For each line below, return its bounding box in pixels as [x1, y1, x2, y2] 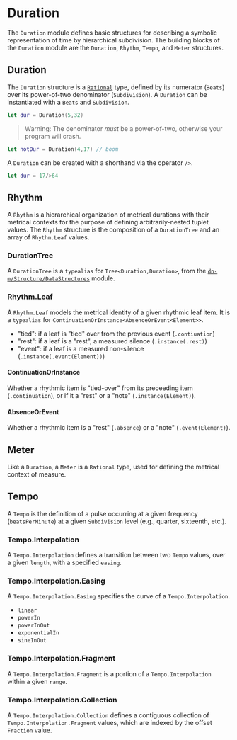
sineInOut [17, 637, 47, 644]
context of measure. [7, 470, 67, 479]
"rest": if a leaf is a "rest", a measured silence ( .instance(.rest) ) [17, 336, 207, 345]
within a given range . [7, 677, 67, 685]
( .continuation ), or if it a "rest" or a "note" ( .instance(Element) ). [7, 391, 196, 399]
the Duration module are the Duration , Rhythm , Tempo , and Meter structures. [7, 43, 224, 52]
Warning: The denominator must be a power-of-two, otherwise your [24, 124, 223, 132]
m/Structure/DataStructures [7, 275, 91, 283]
